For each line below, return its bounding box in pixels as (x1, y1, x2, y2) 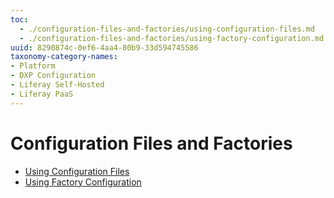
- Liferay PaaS (10, 89, 74, 99)
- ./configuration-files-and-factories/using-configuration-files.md (19, 24, 315, 34)
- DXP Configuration (10, 71, 97, 81)
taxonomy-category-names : (10, 52, 118, 62)
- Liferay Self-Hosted (10, 80, 105, 90)
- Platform (10, 61, 56, 71)
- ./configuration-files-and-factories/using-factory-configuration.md (19, 33, 325, 43)
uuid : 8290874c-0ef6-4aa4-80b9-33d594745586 (10, 42, 199, 53)
